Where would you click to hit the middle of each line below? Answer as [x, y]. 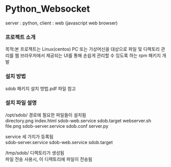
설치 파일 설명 [21, 103]
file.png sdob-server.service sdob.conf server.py [57, 126]
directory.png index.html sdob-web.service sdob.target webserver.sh [78, 121]
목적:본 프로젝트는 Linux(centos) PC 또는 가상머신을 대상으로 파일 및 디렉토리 [82, 49]
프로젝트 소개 [20, 37]
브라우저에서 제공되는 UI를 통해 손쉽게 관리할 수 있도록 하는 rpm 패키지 [91, 55]
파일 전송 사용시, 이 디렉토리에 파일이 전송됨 [49, 159]
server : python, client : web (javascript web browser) [62, 23]
